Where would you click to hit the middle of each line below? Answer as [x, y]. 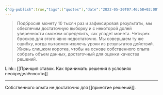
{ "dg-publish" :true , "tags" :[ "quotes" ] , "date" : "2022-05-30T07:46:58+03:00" [82, 9]
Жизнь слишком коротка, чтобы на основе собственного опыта [83, 49]
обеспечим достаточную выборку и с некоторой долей [74, 28]
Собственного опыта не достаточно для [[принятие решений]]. [70, 87]
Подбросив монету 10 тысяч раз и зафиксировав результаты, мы [84, 23]
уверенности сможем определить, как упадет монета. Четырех [83, 33]
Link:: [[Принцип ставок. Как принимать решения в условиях [68, 68]
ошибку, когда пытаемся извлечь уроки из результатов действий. [85, 43]
